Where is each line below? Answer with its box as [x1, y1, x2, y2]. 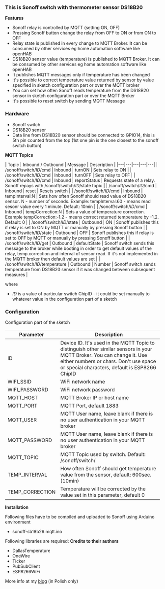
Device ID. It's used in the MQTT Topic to [60, 339, 155, 346]
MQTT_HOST [7, 394, 38, 401]
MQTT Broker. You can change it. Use [60, 351, 147, 358]
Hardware [5, 110, 29, 117]
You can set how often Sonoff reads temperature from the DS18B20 [12, 88, 149, 94]
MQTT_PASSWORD [7, 437, 53, 444]
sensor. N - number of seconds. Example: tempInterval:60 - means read [5, 198, 151, 204]
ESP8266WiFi [12, 568, 40, 574]
